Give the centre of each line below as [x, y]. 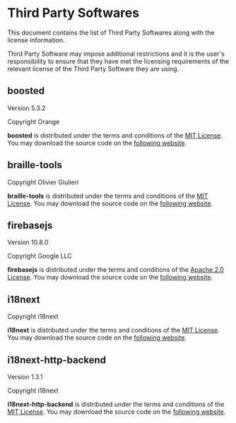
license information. [36, 40]
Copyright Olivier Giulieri [43, 182]
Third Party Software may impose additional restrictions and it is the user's [116, 54]
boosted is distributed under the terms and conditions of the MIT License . [115, 135]
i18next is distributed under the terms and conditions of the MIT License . [114, 330]
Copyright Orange [34, 121]
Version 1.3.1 [25, 377]
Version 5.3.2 [26, 108]
